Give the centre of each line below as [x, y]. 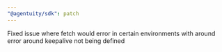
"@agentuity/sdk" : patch [43, 14]
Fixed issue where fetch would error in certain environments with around [111, 33]
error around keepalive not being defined [66, 41]
